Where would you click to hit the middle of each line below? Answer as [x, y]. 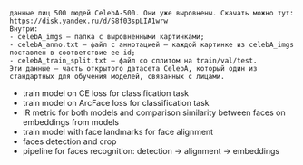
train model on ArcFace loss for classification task [116, 103]
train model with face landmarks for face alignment [118, 132]
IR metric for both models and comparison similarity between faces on [154, 112]
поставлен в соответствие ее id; [73, 53]
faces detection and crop [69, 141]
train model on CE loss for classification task [106, 93]
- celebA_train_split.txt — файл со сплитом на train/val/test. [133, 61]
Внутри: [24, 29]
